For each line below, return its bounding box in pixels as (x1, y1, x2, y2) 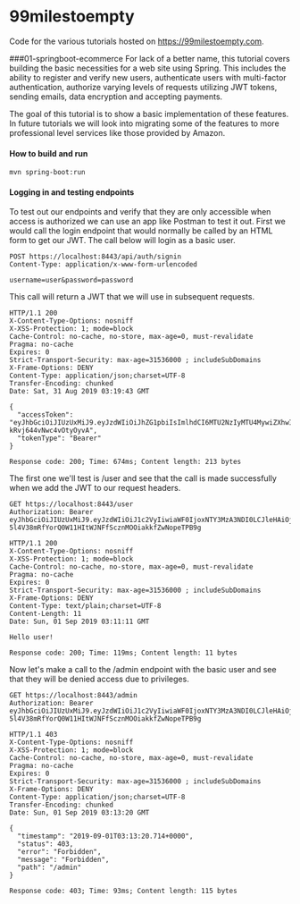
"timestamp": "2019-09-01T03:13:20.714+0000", (17, 832, 194, 841)
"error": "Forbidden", (17, 848, 102, 857)
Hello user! (9, 633, 54, 642)
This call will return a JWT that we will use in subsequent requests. (9, 291, 255, 302)
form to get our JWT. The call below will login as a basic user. (9, 235, 236, 246)
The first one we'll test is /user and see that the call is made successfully (9, 473, 277, 484)
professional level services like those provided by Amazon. (9, 127, 226, 138)
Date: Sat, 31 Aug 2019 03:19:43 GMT (9, 387, 150, 396)
